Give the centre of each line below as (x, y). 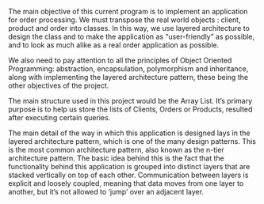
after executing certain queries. (59, 117)
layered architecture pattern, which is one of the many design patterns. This (132, 141)
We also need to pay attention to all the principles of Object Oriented (120, 60)
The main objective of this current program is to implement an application (128, 11)
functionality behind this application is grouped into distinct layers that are (129, 166)
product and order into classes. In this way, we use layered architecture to (129, 28)
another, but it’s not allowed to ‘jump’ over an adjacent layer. (106, 192)
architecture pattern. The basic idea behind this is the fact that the (116, 158)
